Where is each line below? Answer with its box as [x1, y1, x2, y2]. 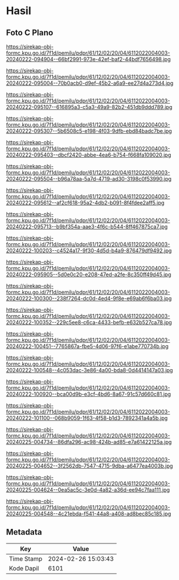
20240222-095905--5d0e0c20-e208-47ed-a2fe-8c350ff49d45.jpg [6, 271, 171, 278]
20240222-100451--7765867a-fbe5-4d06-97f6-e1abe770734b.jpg [6, 343, 169, 350]
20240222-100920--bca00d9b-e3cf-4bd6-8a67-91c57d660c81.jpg [6, 390, 171, 397]
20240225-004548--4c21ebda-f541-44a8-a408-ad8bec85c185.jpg [6, 511, 171, 517]
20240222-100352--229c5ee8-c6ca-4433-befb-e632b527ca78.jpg [6, 319, 172, 326]
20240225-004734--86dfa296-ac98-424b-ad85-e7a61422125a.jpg [6, 439, 172, 445]
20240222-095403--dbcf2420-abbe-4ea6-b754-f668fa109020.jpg [6, 151, 171, 158]
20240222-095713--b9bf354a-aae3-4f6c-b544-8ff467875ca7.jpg [6, 223, 168, 230]
